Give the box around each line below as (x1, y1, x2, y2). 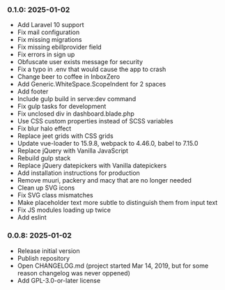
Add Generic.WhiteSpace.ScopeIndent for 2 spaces (17, 80, 166, 89)
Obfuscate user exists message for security (17, 58, 143, 66)
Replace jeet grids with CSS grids (17, 132, 114, 140)
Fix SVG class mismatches (17, 191, 93, 199)
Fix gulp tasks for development (17, 102, 107, 111)
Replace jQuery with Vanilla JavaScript (17, 146, 129, 155)
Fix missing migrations (17, 36, 82, 44)
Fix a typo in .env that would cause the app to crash (17, 65, 166, 74)
